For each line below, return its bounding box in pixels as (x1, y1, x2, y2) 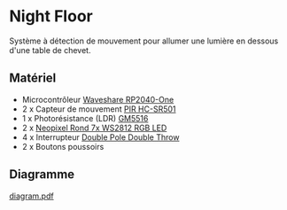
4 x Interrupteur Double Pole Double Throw (21, 131, 180, 143)
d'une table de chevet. (9, 44, 91, 55)
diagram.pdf (9, 191, 55, 201)
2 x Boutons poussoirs (21, 141, 105, 152)
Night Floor (9, 6, 93, 27)
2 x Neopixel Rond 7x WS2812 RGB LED (21, 122, 167, 133)
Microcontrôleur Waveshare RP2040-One (21, 94, 175, 105)
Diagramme (9, 167, 75, 183)
